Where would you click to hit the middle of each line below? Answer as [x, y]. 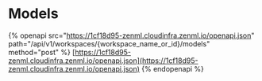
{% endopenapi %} [173, 68]
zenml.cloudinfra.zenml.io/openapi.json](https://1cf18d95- [103, 61]
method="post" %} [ [42, 52]
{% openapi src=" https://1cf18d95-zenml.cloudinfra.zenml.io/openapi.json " [131, 35]
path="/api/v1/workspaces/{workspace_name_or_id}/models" [109, 43]
